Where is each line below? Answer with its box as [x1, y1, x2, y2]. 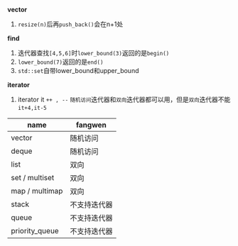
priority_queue [11, 226, 59, 235]
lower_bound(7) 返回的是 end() [17, 57, 104, 66]
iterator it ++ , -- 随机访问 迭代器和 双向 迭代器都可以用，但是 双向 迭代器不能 [17, 95, 231, 104]
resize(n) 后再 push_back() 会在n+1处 [17, 20, 124, 28]
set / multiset [11, 173, 55, 182]
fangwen [75, 120, 107, 130]
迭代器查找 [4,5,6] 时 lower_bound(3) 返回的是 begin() [17, 49, 170, 57]
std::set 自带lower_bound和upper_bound [17, 67, 139, 74]
